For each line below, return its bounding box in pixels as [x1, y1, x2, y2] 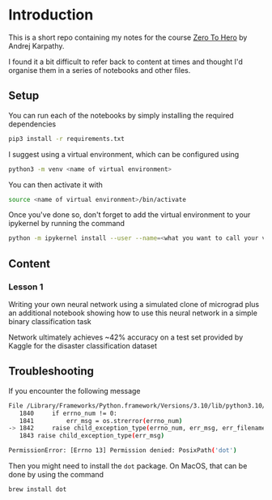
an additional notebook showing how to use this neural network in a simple [8, 308, 257, 318]
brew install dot [8, 485, 67, 494]
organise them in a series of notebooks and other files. [8, 65, 191, 75]
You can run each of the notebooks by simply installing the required [8, 110, 235, 120]
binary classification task [8, 316, 91, 326]
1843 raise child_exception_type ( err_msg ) [19, 432, 164, 440]
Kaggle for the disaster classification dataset [8, 340, 158, 350]
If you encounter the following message [8, 386, 141, 395]
